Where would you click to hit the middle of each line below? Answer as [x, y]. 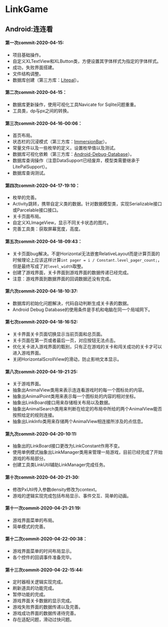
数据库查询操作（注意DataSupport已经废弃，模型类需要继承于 [76, 161]
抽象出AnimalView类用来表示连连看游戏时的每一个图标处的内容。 [79, 390]
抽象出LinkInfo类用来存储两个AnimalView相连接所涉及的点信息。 [79, 422]
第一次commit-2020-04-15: [35, 43]
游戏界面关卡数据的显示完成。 [43, 601]
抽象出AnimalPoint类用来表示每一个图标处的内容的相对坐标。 [75, 396]
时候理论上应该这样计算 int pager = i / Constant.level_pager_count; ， [87, 260]
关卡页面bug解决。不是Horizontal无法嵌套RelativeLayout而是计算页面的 [86, 253]
